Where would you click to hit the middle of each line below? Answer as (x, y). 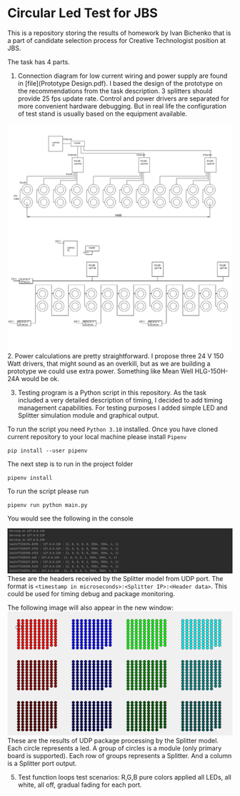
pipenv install (30, 478)
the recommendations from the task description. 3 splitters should (115, 91)
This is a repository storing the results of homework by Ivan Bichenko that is (119, 33)
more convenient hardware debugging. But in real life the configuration (122, 106)
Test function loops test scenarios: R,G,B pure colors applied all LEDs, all (125, 777)
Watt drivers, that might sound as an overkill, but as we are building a (109, 364)
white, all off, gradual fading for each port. (80, 785)
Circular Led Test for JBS (83, 13)
